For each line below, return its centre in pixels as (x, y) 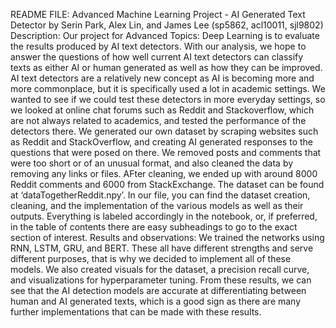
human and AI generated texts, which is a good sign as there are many (156, 301)
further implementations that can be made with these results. (136, 312)
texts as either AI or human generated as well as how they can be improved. (166, 67)
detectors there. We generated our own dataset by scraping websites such (164, 131)
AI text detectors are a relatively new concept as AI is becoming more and (162, 78)
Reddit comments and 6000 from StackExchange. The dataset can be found (167, 184)
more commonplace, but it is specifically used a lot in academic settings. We (168, 88)
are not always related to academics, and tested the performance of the (158, 120)
